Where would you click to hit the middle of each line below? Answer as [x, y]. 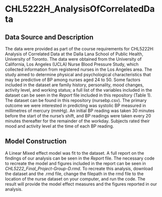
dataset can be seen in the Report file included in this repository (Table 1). [79, 95]
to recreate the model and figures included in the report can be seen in [75, 163]
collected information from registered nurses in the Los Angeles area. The [79, 69]
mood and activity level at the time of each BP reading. [59, 126]
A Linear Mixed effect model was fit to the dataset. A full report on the [74, 153]
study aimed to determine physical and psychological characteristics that [78, 74]
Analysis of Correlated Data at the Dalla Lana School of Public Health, [74, 54]
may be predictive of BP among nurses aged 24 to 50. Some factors [73, 80]
